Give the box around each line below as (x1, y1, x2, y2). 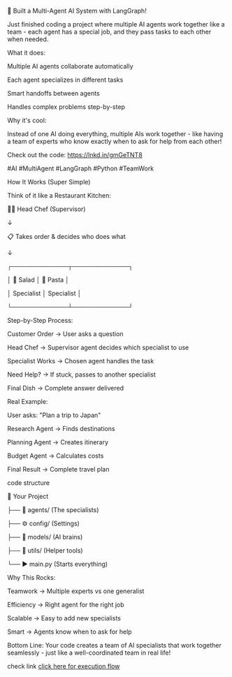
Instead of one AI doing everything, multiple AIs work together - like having (7, 130, 224, 138)
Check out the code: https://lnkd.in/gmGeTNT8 (7, 151, 143, 159)
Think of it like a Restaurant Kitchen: (7, 191, 112, 199)
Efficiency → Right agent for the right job (7, 601, 124, 609)
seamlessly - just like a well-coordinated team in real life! (7, 648, 171, 657)
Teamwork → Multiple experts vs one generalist (7, 587, 145, 595)
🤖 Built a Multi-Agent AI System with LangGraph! (7, 7, 147, 15)
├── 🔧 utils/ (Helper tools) (7, 546, 83, 555)
